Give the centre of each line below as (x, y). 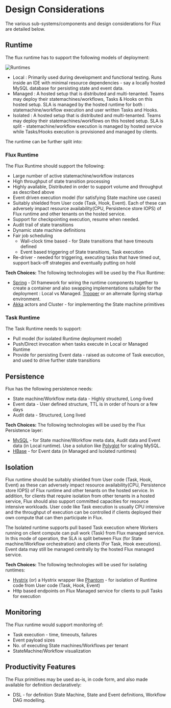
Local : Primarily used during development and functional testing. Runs (87, 77)
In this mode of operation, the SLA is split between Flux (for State (74, 538)
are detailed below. (25, 29)
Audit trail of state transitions (43, 225)
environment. (27, 299)
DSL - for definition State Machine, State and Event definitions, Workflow (89, 695)
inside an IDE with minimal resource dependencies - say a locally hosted (89, 82)
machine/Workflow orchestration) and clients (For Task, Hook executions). (83, 544)
